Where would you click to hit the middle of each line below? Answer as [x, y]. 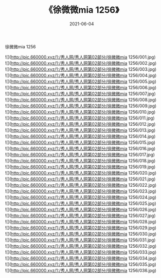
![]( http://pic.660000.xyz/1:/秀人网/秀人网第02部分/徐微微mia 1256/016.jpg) [80, 148]
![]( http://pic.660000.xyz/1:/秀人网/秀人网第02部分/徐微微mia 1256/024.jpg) [81, 197]
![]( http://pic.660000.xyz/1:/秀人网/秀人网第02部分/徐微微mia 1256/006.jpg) [81, 87]
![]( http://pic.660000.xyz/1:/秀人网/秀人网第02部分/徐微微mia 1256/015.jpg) [80, 142]
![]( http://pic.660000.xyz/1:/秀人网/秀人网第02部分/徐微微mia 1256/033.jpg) [81, 252]
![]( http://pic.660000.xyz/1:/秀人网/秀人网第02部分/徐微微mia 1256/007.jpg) [80, 94]
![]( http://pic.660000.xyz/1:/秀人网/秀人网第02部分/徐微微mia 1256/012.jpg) [80, 124]
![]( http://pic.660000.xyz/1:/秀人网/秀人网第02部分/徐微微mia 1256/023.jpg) [81, 191]
